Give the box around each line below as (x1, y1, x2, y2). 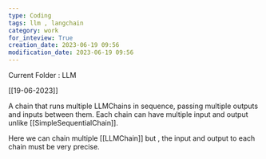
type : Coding (8, 11, 52, 20)
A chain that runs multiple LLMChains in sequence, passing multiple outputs (8, 101, 258, 111)
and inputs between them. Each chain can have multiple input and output (8, 110, 249, 119)
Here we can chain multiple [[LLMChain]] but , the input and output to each (8, 134, 256, 143)
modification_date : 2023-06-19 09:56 (8, 48, 134, 56)
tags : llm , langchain (8, 19, 84, 27)
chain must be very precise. (8, 142, 100, 151)
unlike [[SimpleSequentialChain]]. (8, 118, 118, 127)
